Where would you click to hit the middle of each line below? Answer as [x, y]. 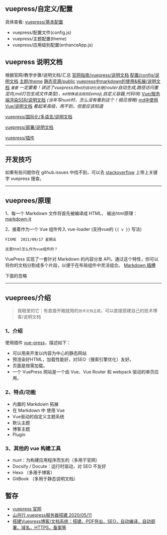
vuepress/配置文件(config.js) [42, 32]
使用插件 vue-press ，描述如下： [38, 343]
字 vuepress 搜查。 [25, 178]
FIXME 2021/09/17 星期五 [31, 240]
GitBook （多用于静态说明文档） [45, 478]
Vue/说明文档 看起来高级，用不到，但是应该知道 [54, 106]
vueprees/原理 [28, 200]
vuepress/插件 [20, 138]
